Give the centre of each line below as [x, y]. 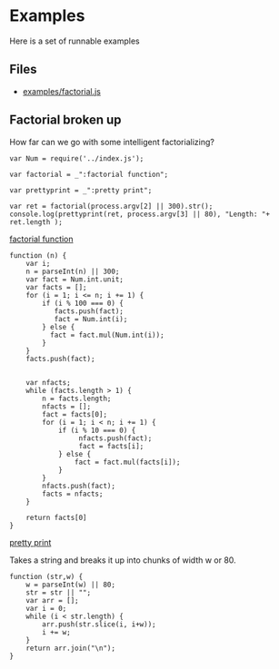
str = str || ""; [59, 592]
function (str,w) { [46, 576]
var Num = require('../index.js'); [77, 158]
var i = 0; [46, 608]
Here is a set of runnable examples [75, 41]
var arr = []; [52, 600]
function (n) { [38, 255]
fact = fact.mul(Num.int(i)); [107, 335]
